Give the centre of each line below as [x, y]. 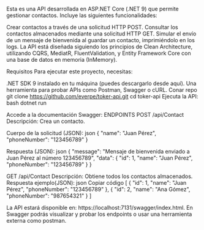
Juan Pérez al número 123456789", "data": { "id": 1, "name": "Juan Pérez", [100, 158]
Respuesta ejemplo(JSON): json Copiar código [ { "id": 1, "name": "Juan [96, 183]
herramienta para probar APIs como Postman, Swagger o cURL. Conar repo [102, 90]
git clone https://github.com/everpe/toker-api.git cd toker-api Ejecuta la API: [102, 96]
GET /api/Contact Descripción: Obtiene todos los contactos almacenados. [100, 176]
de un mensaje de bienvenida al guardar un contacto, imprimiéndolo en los [100, 40]
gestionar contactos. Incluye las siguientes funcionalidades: [82, 15]
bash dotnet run [27, 103]
